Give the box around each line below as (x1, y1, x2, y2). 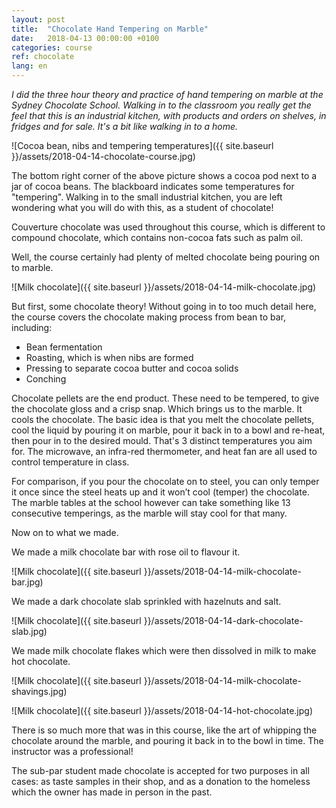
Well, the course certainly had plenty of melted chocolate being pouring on (11, 251, 321, 263)
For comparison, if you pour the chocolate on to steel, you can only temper (11, 476, 320, 487)
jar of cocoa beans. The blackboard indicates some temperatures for (11, 181, 295, 192)
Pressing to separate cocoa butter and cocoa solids (25, 362, 239, 374)
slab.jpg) (11, 626, 48, 637)
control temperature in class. (11, 456, 130, 468)
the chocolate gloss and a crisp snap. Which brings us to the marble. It (11, 403, 303, 415)
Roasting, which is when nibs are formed (25, 352, 194, 363)
